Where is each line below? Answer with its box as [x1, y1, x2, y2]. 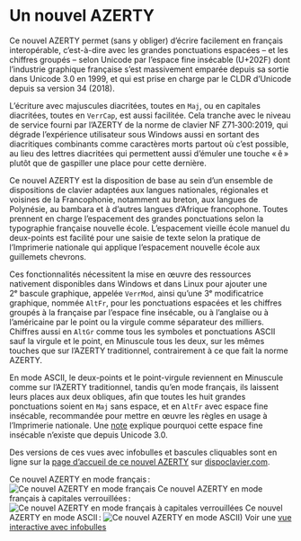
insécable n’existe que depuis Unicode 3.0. [9, 429, 168, 440]
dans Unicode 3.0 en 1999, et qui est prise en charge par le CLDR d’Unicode [9, 73, 292, 84]
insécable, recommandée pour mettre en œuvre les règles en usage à [9, 410, 268, 421]
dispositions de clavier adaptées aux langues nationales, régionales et [9, 184, 269, 195]
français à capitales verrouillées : [9, 492, 131, 503]
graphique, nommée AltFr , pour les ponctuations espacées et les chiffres [9, 297, 282, 308]
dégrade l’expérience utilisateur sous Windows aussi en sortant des [9, 129, 260, 139]
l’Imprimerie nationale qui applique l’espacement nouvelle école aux [9, 242, 261, 253]
